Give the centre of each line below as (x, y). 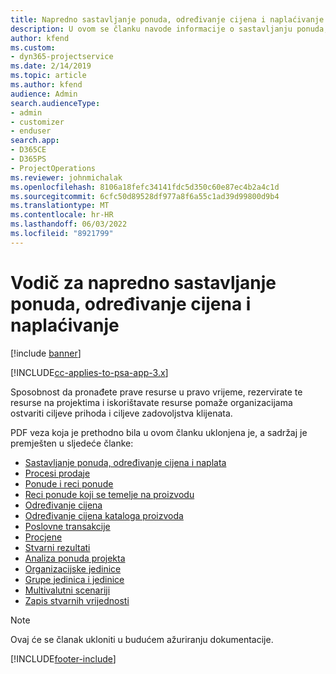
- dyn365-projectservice (62, 57)
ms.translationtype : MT (60, 206)
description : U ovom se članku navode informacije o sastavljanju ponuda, (169, 29)
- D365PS (28, 159)
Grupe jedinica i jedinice (74, 579)
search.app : (35, 141)
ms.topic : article (48, 76)
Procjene (43, 537)
